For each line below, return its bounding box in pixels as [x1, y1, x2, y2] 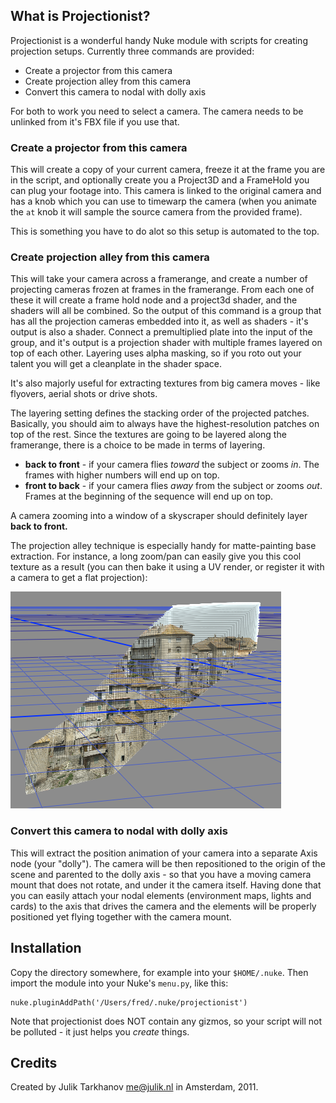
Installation [10, 940, 82, 957]
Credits [10, 1054, 58, 1071]
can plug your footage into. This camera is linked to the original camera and [10, 185, 322, 197]
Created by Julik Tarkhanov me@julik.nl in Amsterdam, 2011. [10, 1081, 259, 1093]
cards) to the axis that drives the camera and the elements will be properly [10, 900, 317, 912]
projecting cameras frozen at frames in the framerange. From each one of [10, 284, 315, 296]
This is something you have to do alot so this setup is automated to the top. [10, 225, 320, 238]
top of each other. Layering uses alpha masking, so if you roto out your [10, 347, 302, 359]
